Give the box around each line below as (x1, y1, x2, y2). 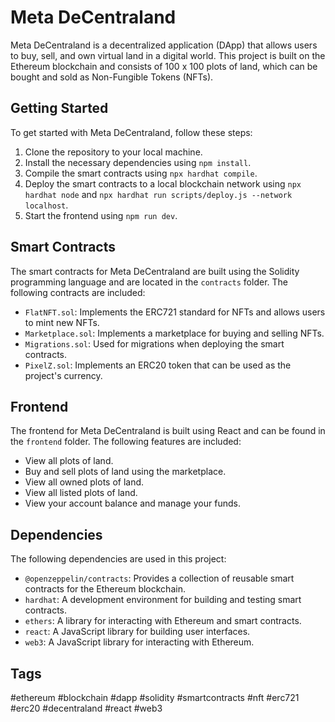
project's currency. (24, 369, 103, 381)
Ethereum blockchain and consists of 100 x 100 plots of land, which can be (10, 60, 318, 72)
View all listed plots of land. (24, 487, 138, 499)
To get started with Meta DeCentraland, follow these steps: (10, 126, 253, 138)
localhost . (24, 199, 69, 211)
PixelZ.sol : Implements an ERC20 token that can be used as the (24, 359, 292, 371)
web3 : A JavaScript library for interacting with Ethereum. (24, 636, 255, 648)
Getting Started (10, 100, 109, 117)
